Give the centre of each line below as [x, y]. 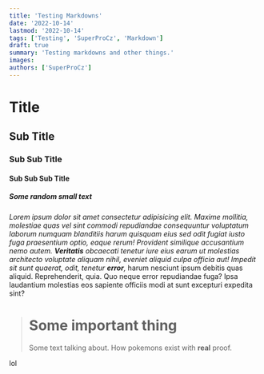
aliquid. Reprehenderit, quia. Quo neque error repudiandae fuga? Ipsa [124, 276]
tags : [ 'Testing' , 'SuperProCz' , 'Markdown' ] [86, 38]
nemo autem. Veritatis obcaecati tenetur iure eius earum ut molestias [124, 251]
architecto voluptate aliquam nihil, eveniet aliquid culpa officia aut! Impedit [133, 259]
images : [22, 61]
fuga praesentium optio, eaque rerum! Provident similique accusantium [127, 242]
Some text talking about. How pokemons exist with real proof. [130, 348]
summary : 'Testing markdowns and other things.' [92, 53]
